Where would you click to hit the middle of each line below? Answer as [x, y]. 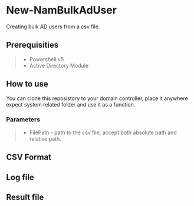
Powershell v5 [46, 59]
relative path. [45, 138]
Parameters [23, 119]
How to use [27, 84]
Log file [20, 177]
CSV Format [29, 157]
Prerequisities [32, 45]
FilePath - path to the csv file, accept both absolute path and [103, 132]
